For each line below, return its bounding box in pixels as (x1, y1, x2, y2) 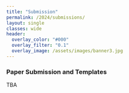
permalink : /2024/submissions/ (6, 14, 85, 20)
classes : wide (6, 25, 42, 32)
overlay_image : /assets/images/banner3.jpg (12, 48, 123, 54)
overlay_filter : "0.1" (12, 43, 69, 49)
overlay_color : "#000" (12, 37, 69, 43)
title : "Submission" (6, 8, 59, 15)
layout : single (6, 20, 45, 26)
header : (6, 31, 26, 37)
